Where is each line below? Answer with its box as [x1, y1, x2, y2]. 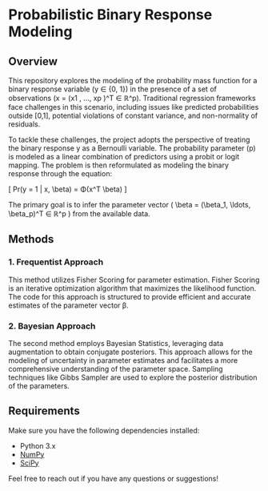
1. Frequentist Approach [8, 256, 104, 268]
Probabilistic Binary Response [8, 6, 213, 24]
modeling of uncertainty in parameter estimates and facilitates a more [8, 355, 238, 365]
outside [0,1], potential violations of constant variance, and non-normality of [8, 111, 258, 120]
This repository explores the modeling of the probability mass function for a [8, 76, 258, 85]
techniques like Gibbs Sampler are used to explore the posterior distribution [8, 372, 258, 382]
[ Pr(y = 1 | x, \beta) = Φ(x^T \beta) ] [8, 184, 127, 194]
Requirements [8, 404, 80, 418]
